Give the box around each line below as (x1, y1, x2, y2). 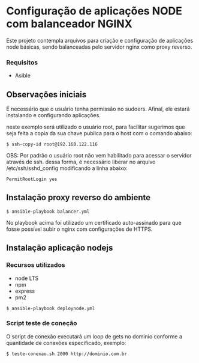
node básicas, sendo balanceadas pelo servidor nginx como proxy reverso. (6, 43, 192, 50)
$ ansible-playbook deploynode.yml (6, 305, 95, 311)
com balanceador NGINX (6, 17, 133, 31)
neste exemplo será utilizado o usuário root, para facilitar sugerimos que (6, 123, 185, 130)
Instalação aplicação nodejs (6, 243, 113, 253)
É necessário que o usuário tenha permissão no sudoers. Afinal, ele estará (6, 105, 190, 112)
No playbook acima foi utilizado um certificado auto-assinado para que (6, 219, 182, 226)
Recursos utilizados (6, 261, 65, 269)
